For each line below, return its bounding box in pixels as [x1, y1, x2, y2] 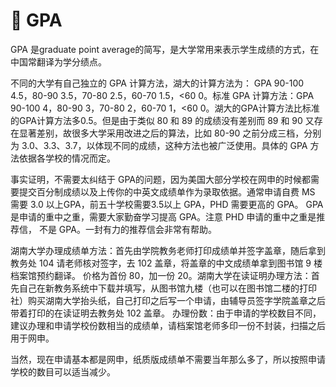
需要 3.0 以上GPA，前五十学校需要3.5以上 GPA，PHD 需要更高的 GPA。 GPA [10, 198, 324, 210]
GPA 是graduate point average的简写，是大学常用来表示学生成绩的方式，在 [10, 43, 320, 55]
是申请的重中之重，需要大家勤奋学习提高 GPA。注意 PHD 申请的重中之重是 [10, 210, 317, 223]
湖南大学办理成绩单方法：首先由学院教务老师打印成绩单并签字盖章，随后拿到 [10, 244, 326, 256]
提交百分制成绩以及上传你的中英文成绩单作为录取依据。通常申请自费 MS [18, 185, 316, 198]
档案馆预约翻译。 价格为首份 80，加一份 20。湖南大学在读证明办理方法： [10, 269, 312, 281]
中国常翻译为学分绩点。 [10, 55, 107, 68]
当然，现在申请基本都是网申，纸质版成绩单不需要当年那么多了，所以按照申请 [10, 353, 326, 365]
